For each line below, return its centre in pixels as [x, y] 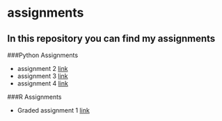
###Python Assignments [43, 55]
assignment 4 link [42, 83]
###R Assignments [34, 97]
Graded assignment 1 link [54, 110]
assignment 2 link [42, 68]
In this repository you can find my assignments [111, 39]
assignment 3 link [42, 76]
